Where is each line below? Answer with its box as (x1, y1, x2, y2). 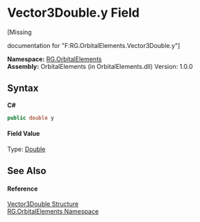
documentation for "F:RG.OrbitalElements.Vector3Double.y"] (7, 41, 181, 49)
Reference (7, 184, 38, 193)
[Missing (7, 28, 33, 36)
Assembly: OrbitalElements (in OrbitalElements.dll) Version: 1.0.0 (7, 62, 193, 70)
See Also (7, 165, 47, 177)
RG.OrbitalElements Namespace (7, 207, 99, 216)
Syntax (7, 82, 39, 95)
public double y (7, 114, 54, 121)
